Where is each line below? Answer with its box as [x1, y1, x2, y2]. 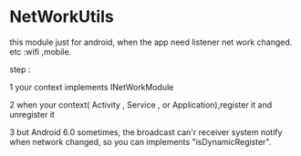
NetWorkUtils [9, 6, 114, 27]
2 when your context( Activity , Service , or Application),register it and [9, 99, 272, 110]
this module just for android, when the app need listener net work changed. [9, 36, 293, 47]
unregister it [9, 109, 55, 120]
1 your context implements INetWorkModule [9, 81, 174, 92]
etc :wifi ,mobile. [9, 46, 72, 57]
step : [9, 64, 31, 75]
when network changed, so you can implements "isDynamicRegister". [9, 136, 272, 147]
